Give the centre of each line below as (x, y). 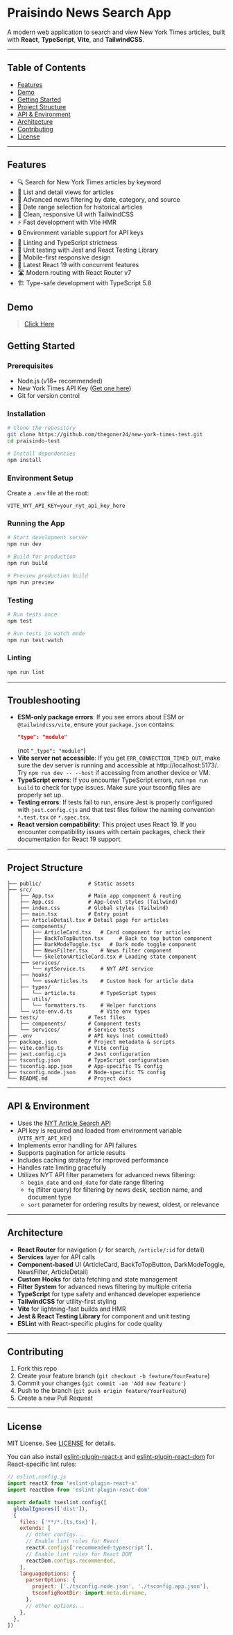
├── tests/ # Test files (67, 1018)
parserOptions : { (51, 1580)
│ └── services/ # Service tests (71, 1030)
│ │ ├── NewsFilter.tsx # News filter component (89, 951)
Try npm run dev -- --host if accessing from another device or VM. (114, 773)
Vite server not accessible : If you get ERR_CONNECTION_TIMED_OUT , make (119, 758)
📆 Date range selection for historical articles (80, 207)
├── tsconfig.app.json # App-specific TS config (85, 1067)
